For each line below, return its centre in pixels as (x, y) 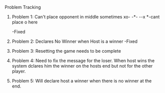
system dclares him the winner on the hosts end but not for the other (82, 66)
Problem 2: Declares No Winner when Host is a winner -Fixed (75, 41)
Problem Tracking (23, 7)
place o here (25, 22)
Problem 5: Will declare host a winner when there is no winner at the (82, 81)
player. (19, 71)
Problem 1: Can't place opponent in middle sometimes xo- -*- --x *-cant (86, 17)
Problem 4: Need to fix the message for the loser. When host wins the (83, 61)
